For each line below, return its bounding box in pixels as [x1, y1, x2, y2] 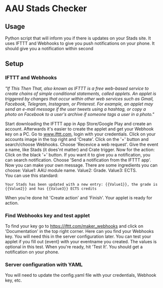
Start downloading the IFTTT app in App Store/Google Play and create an [5, 120, 152, 127]
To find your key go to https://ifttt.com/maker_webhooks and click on [5, 223, 144, 229]
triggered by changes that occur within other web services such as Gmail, [5, 96, 154, 101]
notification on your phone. [5, 249, 59, 255]
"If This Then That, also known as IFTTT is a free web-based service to [5, 85, 149, 91]
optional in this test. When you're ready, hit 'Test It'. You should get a [5, 244, 143, 250]
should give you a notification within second [5, 46, 93, 51]
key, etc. [5, 277, 22, 283]
